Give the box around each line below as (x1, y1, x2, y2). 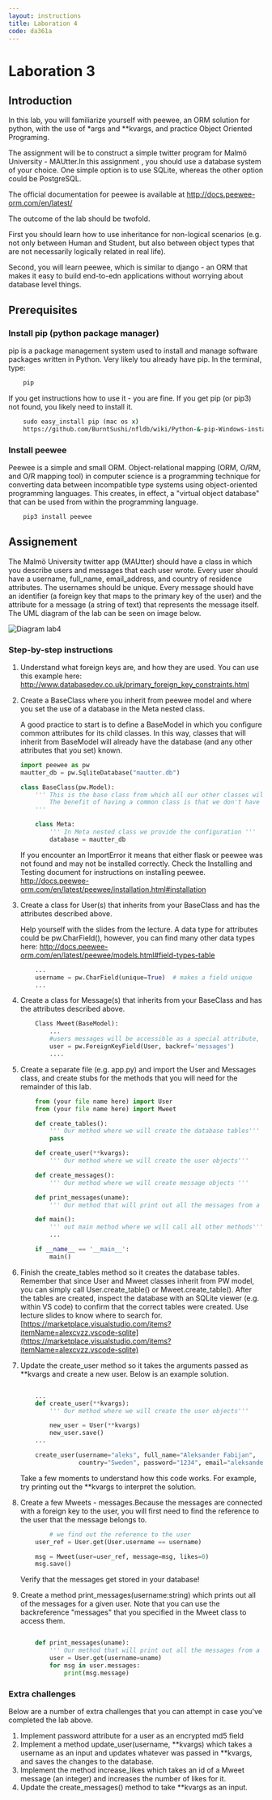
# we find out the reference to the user (49, 1530, 192, 1539)
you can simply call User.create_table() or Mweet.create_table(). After (19, 1284, 253, 1294)
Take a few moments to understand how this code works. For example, (19, 1473, 257, 1483)
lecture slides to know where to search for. (19, 1310, 164, 1320)
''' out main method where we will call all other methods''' (49, 1223, 264, 1231)
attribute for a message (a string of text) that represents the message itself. (8, 600, 259, 609)
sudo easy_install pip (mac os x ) (23, 418, 139, 426)
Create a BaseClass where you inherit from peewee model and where (19, 695, 253, 705)
